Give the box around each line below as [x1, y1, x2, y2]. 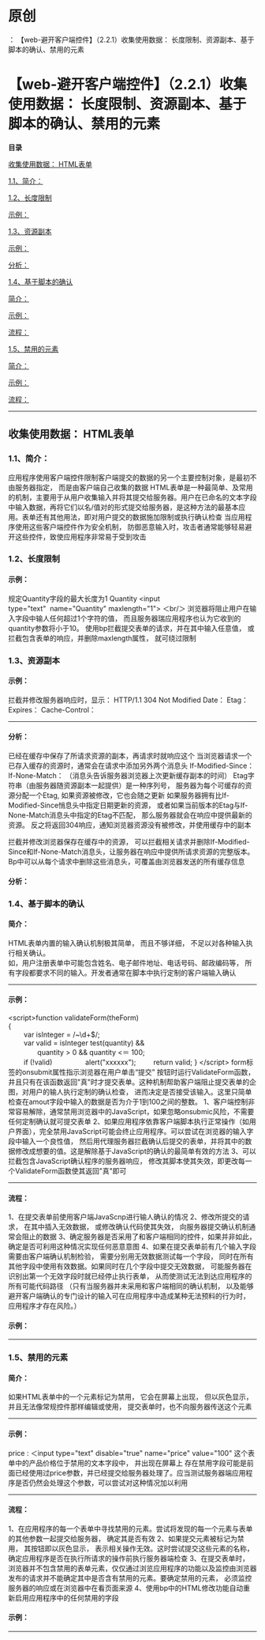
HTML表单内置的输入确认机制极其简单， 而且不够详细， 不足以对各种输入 [8, 938, 246, 947]
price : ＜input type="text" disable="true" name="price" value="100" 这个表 [8, 1448, 255, 1457]
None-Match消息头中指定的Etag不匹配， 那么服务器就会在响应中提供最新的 [8, 811, 252, 820]
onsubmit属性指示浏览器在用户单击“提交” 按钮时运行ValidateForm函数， [21, 1067, 255, 1076]
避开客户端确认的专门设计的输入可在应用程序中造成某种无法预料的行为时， [8, 1291, 250, 1301]
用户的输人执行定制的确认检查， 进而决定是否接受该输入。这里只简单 [28, 1086, 252, 1096]
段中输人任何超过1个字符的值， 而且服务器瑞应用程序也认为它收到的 [21, 614, 241, 623]
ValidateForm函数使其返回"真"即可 [14, 1166, 127, 1175]
